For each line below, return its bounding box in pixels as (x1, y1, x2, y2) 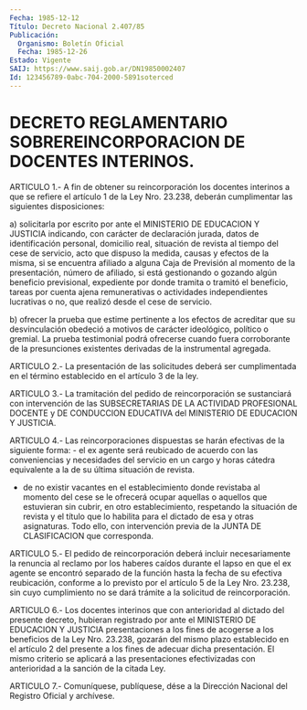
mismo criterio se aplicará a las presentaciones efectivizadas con (9, 652, 256, 663)
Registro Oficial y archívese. (9, 690, 115, 701)
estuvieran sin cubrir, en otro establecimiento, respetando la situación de (22, 501, 298, 512)
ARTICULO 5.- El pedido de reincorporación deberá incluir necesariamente (9, 547, 291, 558)
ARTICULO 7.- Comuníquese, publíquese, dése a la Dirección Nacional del (9, 680, 288, 691)
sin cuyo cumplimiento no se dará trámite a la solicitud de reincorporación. (9, 587, 291, 598)
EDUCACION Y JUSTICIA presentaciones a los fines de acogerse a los (9, 623, 274, 635)
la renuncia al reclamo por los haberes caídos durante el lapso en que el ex (9, 557, 292, 568)
